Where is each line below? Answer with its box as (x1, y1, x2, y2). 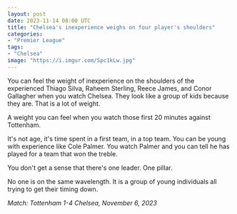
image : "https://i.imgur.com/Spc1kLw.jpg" (7, 57, 136, 64)
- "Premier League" (7, 37, 66, 44)
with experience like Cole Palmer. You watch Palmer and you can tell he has (7, 142, 230, 151)
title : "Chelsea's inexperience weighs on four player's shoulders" (7, 24, 216, 31)
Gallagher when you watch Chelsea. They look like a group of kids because (7, 91, 229, 100)
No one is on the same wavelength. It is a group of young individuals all (7, 177, 217, 185)
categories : (7, 30, 43, 38)
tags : (7, 44, 24, 51)
